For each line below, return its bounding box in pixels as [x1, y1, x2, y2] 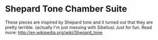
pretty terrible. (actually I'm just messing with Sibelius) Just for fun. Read [5, 24, 152, 30]
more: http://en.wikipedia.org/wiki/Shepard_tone [5, 29, 103, 35]
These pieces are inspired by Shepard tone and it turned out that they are [5, 19, 153, 25]
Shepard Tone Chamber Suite [5, 3, 127, 14]
